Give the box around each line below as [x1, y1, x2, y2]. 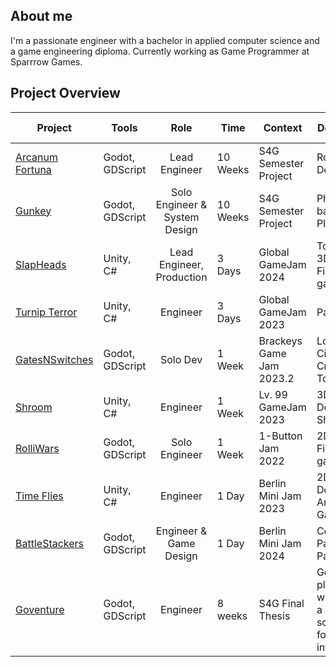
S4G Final [258, 596, 305, 610]
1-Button [258, 429, 303, 443]
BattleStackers [15, 536, 85, 550]
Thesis [258, 609, 291, 623]
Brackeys [258, 334, 303, 348]
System [163, 210, 200, 224]
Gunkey [15, 204, 52, 218]
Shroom [15, 400, 53, 414]
